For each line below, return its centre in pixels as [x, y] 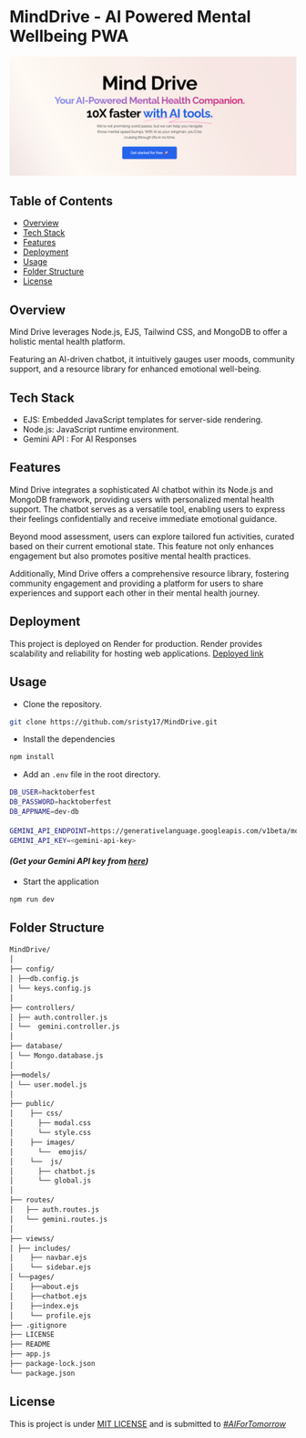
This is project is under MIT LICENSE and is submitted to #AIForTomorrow [148, 1423]
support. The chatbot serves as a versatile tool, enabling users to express [147, 509]
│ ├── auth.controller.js [58, 1017]
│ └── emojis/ [49, 1151]
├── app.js [30, 1354]
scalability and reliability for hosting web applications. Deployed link [137, 653]
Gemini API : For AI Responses [80, 439]
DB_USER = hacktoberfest [52, 792]
